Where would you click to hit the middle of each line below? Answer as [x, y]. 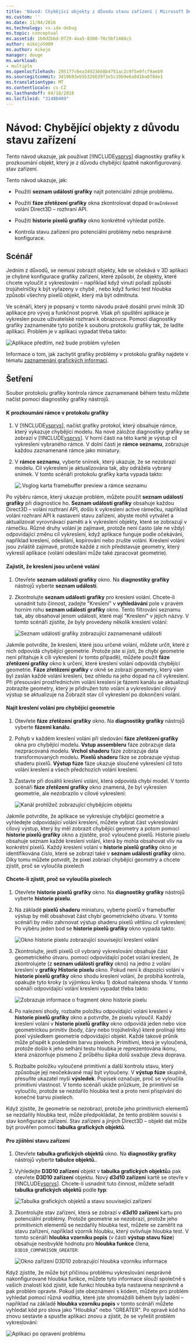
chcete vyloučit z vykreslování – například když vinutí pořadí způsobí [89, 283]
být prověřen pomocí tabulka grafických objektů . [66, 1127]
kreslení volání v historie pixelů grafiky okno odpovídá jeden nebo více [100, 1024]
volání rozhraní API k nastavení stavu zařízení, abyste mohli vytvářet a [90, 515]
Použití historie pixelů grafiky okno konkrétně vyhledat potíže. [90, 220]
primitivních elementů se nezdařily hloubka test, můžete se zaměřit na [99, 1225]
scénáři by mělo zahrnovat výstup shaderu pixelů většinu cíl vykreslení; [100, 922]
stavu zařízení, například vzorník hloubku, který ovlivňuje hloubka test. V [101, 1231]
